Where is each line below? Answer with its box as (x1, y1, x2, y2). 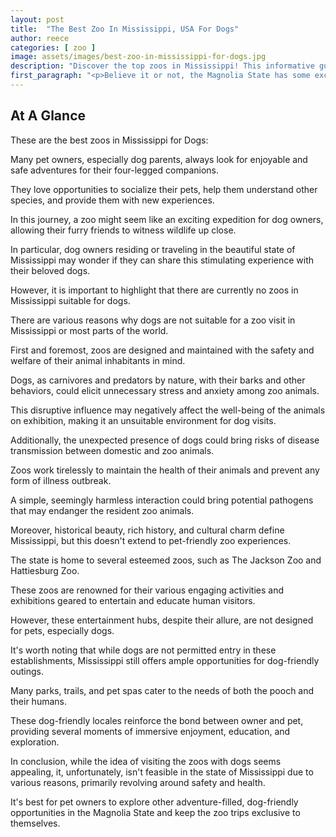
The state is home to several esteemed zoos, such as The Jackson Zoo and (10, 554, 322, 566)
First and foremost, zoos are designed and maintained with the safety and (10, 344, 315, 356)
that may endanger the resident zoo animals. (10, 504, 195, 516)
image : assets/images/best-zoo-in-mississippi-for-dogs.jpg (10, 52, 267, 62)
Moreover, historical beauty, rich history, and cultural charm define (10, 524, 285, 536)
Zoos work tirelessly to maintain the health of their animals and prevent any (10, 464, 320, 476)
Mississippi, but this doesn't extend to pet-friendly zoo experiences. (10, 534, 292, 546)
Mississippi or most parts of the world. (10, 324, 169, 336)
